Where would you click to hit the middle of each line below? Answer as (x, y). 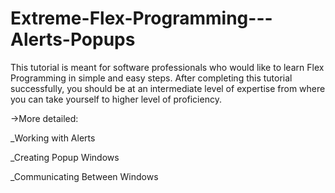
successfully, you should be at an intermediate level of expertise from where (168, 88)
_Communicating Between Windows (84, 176)
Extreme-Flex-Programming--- (141, 18)
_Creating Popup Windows (65, 157)
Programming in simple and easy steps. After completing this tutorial (151, 78)
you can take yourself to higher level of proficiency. (116, 99)
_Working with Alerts (53, 138)
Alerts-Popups (73, 39)
